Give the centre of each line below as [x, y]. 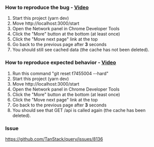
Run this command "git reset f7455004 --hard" [60, 73]
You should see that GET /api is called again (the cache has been [79, 110]
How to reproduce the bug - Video [47, 7]
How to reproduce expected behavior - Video [61, 62]
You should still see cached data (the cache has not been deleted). [81, 50]
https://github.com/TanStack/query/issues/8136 [54, 139]
